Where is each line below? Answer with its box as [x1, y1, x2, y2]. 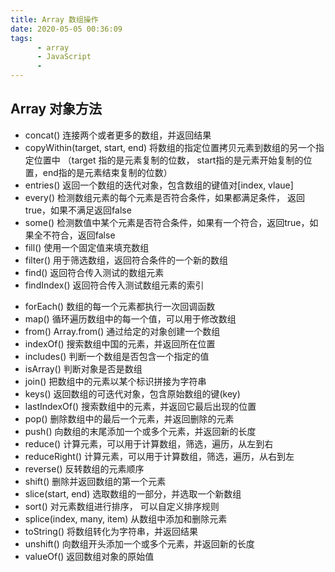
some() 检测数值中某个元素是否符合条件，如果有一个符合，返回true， [24, 216, 310, 228]
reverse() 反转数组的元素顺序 [24, 462, 145, 475]
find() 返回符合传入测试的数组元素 [24, 266, 165, 278]
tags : [10, 33, 33, 43]
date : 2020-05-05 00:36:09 [10, 24, 123, 34]
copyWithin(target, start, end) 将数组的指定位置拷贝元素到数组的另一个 [24, 141, 317, 153]
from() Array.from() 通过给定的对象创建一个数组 [24, 325, 221, 337]
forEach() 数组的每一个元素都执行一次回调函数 [24, 300, 216, 312]
